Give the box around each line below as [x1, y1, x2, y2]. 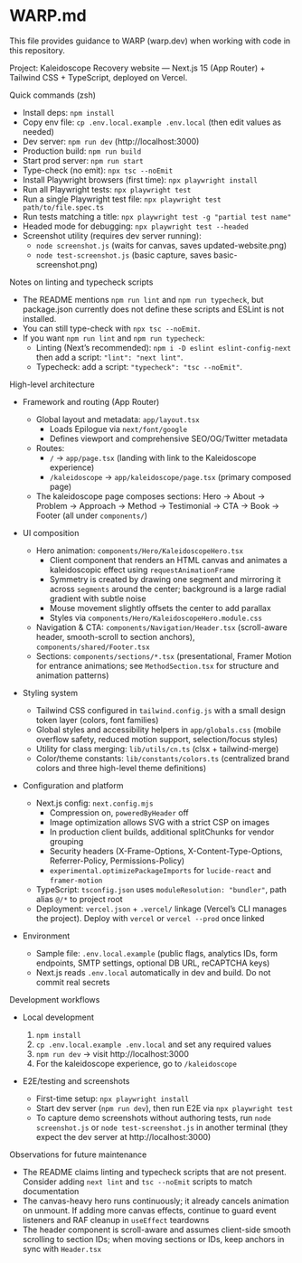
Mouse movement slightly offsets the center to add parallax [49, 602, 271, 613]
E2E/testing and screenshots [22, 1075, 130, 1086]
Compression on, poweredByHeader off [49, 806, 190, 818]
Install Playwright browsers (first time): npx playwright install [22, 174, 258, 185]
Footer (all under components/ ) [35, 510, 147, 521]
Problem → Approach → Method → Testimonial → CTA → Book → [35, 500, 280, 511]
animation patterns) [35, 670, 109, 681]
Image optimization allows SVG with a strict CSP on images [49, 816, 269, 827]
